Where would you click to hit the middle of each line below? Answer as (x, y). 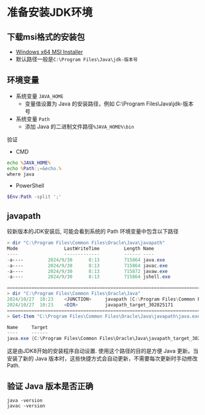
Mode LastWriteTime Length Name (81, 249)
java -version (25, 400)
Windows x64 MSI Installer (49, 52)
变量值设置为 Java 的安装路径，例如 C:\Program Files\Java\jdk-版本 (109, 104)
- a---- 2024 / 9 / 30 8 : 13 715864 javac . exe (87, 266)
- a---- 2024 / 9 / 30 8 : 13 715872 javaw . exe (87, 271)
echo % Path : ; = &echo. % (34, 168)
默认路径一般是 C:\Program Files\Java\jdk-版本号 (77, 59)
